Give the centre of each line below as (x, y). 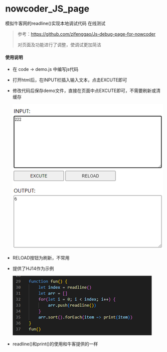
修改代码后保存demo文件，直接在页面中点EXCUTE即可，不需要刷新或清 (86, 91)
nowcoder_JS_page (47, 9)
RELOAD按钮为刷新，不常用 (41, 258)
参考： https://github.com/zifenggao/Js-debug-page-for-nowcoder (87, 34)
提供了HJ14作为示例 (33, 269)
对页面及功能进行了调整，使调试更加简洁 (59, 45)
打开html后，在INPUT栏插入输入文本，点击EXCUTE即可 (70, 80)
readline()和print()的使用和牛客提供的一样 (55, 344)
